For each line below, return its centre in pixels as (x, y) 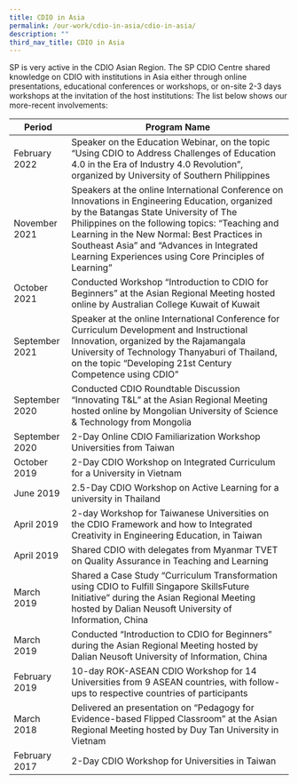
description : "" (39, 34)
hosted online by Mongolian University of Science (175, 412)
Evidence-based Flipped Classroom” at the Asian (174, 719)
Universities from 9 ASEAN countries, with (159, 683)
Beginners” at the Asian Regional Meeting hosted (173, 293)
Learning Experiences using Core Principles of (168, 257)
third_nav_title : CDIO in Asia (67, 42)
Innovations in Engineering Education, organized (172, 201)
